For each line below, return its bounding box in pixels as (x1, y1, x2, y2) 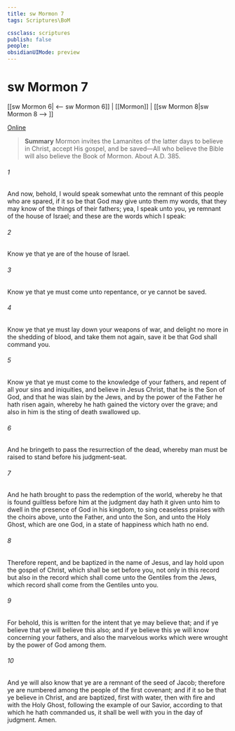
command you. (7, 340, 51, 348)
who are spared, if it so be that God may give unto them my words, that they (7, 197, 227, 205)
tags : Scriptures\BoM (7, 17, 71, 24)
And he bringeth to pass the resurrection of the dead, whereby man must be (7, 446, 228, 454)
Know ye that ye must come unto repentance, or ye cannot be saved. (7, 287, 207, 296)
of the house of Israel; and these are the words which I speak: (7, 212, 186, 221)
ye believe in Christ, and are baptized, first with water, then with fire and (7, 693, 215, 702)
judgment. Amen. (7, 716, 58, 724)
